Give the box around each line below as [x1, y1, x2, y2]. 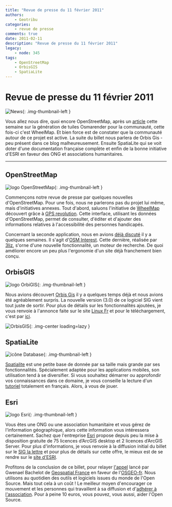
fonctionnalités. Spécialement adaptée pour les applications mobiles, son [5, 367, 160, 373]
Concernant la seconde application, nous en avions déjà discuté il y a [5, 231, 152, 237]
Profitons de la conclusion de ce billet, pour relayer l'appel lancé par [5, 464, 149, 470]
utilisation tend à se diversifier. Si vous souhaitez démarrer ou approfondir [5, 372, 161, 378]
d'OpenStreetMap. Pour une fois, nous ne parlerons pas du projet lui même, [5, 199, 165, 205]
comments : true [5, 31, 38, 36]
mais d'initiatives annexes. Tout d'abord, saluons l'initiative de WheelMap [5, 205, 160, 211]
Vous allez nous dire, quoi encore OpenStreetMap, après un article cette [5, 118, 158, 124]
